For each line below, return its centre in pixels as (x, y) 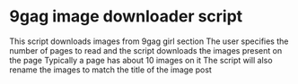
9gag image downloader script (126, 17)
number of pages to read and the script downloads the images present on (146, 50)
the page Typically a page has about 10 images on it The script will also (141, 60)
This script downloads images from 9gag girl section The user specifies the (149, 41)
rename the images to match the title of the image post (111, 70)
